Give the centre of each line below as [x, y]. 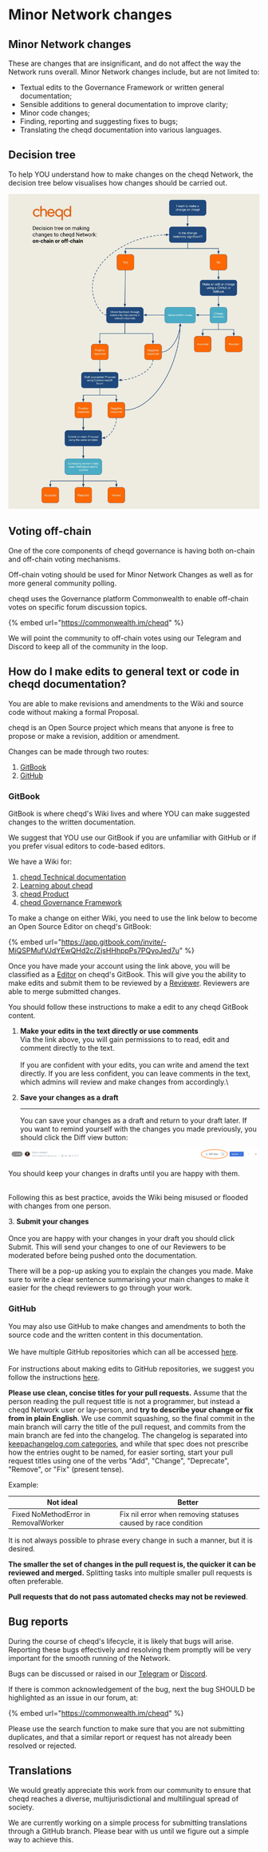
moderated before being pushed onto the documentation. [103, 1255]
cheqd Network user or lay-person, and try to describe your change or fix [131, 1410]
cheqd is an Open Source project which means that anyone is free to [121, 727]
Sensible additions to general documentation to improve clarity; [124, 104]
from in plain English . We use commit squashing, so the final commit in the [132, 1418]
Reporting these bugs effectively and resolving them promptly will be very [130, 1650]
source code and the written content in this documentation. [106, 1335]
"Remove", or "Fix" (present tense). [66, 1469]
